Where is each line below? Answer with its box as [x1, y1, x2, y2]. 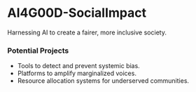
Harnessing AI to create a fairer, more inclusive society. [7, 28, 167, 37]
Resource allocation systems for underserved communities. [17, 77, 190, 85]
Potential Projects [7, 46, 69, 55]
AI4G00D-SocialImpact [7, 5, 147, 21]
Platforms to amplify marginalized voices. [17, 69, 136, 78]
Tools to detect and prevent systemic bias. [17, 62, 140, 70]
